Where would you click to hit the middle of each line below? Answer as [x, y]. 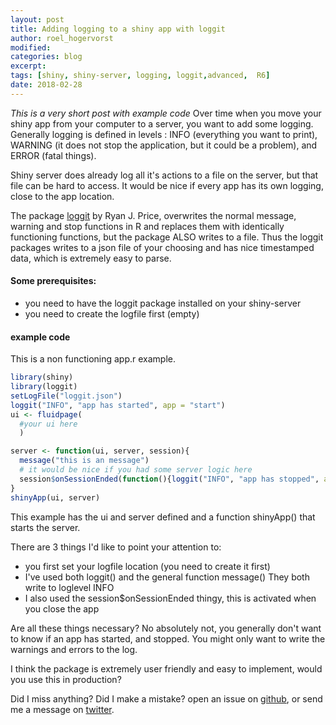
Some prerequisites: [53, 281]
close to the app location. [62, 196]
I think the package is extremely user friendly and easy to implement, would [166, 668]
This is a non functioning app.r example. [93, 359]
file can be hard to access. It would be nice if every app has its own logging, [167, 185]
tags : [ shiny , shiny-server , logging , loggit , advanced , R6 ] [140, 76]
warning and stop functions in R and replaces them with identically [147, 226]
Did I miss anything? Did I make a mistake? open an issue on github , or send [166, 698]
